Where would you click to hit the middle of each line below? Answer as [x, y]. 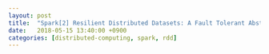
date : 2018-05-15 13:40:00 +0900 [68, 30]
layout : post [30, 15]
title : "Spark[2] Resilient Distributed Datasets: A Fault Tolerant [127, 23]
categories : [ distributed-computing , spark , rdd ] [93, 38]
